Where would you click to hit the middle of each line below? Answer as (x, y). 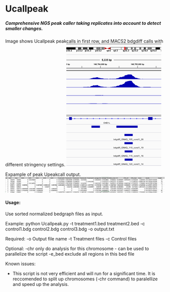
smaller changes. (24, 28)
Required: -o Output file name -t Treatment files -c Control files (71, 238)
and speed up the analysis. (41, 284)
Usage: (13, 202)
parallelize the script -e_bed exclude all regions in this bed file (70, 254)
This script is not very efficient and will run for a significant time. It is (84, 273)
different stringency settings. (35, 164)
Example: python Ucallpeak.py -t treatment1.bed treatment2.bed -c (75, 223)
